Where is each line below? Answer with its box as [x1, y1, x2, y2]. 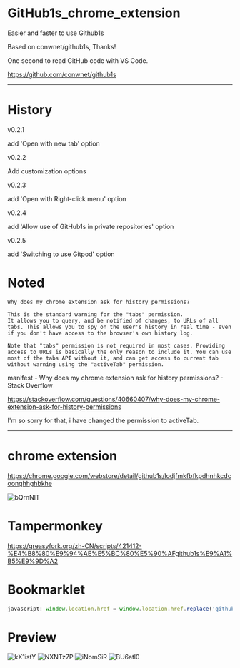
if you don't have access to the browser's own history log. [7, 330, 194, 337]
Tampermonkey [7, 517, 104, 534]
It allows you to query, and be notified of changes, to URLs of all [7, 317, 219, 324]
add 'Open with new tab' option [7, 139, 100, 148]
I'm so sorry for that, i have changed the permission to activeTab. [7, 416, 199, 425]
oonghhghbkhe [7, 479, 52, 487]
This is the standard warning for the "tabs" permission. [7, 310, 184, 318]
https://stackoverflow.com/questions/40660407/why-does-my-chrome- [7, 395, 220, 403]
